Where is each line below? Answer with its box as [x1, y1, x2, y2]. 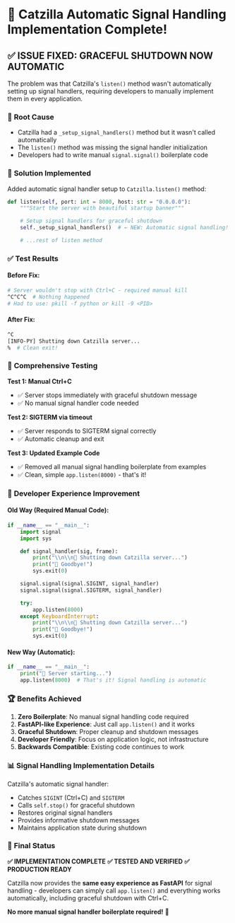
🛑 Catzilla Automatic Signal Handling [7, 6, 227, 23]
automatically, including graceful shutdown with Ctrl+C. [7, 893, 169, 902]
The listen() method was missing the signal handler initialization [17, 143, 208, 151]
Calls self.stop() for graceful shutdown [17, 801, 135, 809]
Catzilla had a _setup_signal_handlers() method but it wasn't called [17, 128, 216, 137]
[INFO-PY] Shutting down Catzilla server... [7, 338, 140, 345]
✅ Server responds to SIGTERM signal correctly [17, 426, 157, 435]
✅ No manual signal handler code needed [17, 399, 139, 407]
